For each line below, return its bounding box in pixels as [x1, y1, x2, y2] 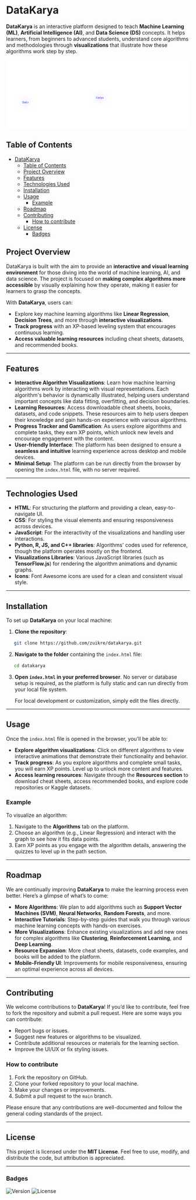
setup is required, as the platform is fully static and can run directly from [14, 679, 188, 686]
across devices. [14, 523, 53, 530]
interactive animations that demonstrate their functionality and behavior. [14, 752, 188, 759]
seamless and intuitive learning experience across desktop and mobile [14, 448, 187, 455]
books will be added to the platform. [14, 953, 101, 960]
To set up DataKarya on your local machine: [6, 617, 113, 624]
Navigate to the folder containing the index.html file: [14, 651, 142, 658]
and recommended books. [14, 341, 78, 348]
